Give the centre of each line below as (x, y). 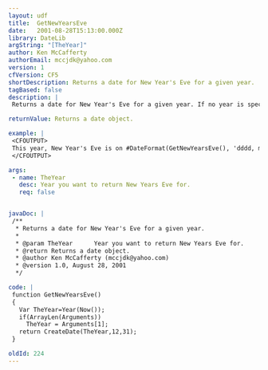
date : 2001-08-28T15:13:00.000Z (66, 30)
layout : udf (28, 16)
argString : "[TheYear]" (48, 45)
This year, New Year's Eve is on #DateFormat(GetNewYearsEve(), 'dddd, (133, 148)
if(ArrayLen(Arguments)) (60, 317)
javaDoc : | (26, 214)
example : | (26, 134)
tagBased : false (35, 90)
